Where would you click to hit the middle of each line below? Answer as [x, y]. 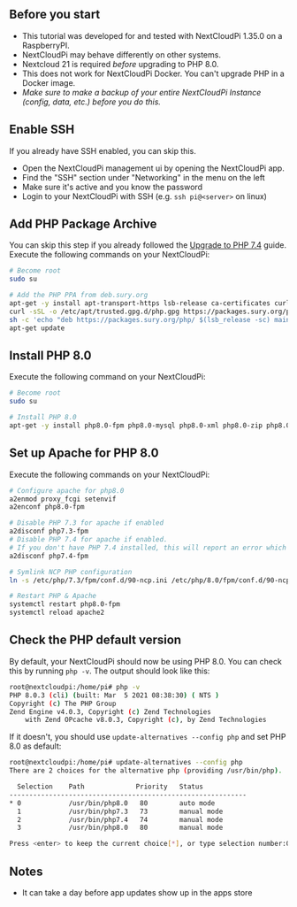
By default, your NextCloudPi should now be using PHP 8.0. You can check [146, 661]
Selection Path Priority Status [110, 787]
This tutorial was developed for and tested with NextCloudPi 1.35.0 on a [152, 35]
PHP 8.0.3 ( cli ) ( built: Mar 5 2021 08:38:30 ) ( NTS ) [114, 695]
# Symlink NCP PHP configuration [71, 572]
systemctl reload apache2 [57, 613]
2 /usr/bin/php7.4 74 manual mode [120, 819]
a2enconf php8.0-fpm [47, 507]
